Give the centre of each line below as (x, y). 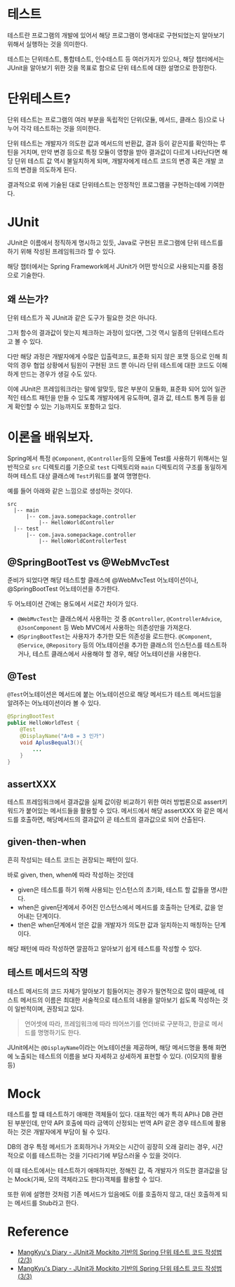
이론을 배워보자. (51, 437)
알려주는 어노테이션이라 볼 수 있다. (54, 703)
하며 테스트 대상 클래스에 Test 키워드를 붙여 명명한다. (79, 476)
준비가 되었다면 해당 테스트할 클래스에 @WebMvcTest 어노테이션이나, (103, 580)
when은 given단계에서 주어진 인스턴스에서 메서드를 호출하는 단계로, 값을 (116, 907)
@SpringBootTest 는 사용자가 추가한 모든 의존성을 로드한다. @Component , (115, 636)
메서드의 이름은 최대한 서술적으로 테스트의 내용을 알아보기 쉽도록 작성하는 (120, 1000)
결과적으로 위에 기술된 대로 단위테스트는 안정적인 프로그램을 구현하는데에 (107, 184)
